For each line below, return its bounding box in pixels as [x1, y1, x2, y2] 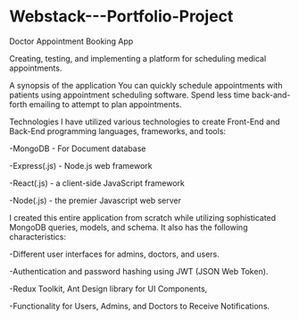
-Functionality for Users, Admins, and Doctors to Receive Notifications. [9, 300, 270, 311]
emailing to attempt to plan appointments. [29, 98, 182, 109]
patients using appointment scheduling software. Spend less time [9, 89, 250, 100]
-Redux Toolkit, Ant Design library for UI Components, [9, 283, 208, 294]
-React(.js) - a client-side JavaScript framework [9, 177, 185, 189]
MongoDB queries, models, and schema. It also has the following [9, 222, 248, 232]
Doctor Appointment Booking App [9, 36, 134, 46]
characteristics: [9, 231, 67, 242]
